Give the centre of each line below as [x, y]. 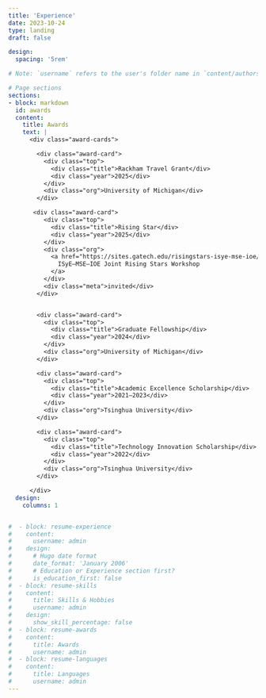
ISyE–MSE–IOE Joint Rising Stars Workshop [129, 264]
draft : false [30, 38]
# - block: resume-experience [60, 527]
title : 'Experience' [42, 15]
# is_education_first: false [65, 578]
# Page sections [35, 88]
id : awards [33, 110]
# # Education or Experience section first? [92, 571]
